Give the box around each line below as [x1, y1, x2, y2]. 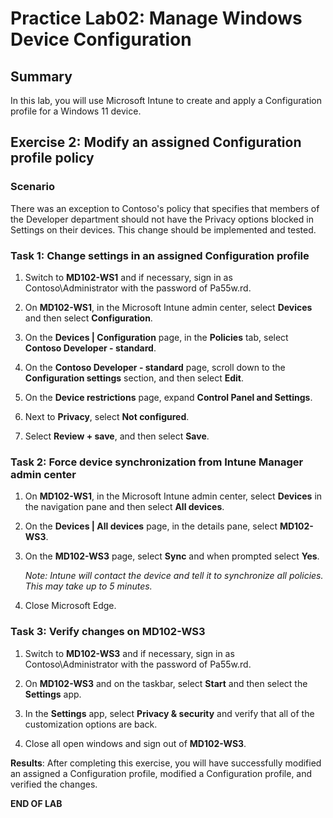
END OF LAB [10, 797, 63, 809]
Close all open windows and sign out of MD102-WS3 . [24, 737, 247, 749]
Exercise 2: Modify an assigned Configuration [10, 134, 302, 151]
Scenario [10, 180, 55, 194]
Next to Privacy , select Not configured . [24, 410, 190, 422]
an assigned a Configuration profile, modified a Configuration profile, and [10, 767, 313, 779]
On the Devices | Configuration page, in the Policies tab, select [24, 331, 289, 343]
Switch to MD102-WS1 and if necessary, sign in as [24, 271, 233, 283]
